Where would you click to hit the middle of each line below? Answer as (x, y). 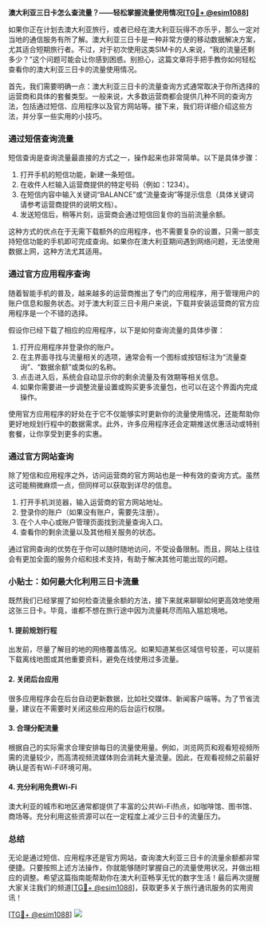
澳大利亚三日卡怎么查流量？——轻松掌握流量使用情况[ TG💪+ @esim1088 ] (129, 12)
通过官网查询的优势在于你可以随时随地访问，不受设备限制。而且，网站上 (127, 549)
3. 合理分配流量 (33, 728)
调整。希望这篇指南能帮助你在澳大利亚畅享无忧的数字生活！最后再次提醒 (141, 878)
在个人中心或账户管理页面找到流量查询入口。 (93, 522)
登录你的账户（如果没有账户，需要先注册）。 (91, 512)
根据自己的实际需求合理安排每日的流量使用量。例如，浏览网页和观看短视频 (130, 747)
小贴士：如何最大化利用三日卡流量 (74, 582)
